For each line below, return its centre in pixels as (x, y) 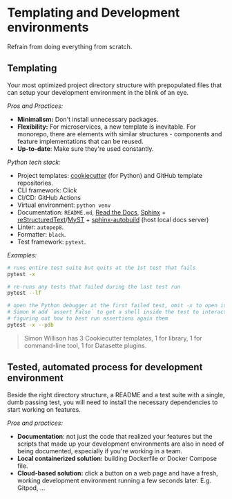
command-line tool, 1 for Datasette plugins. (85, 345)
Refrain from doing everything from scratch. (70, 46)
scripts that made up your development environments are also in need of (120, 444)
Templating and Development (94, 13)
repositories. (35, 183)
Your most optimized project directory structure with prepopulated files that (115, 85)
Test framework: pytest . (51, 242)
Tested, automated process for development (105, 367)
